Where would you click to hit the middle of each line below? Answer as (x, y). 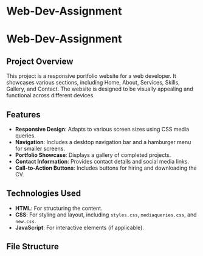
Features (23, 115)
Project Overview (40, 61)
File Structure (33, 247)
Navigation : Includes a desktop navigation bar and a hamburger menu (103, 142)
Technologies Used (43, 194)
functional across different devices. (51, 95)
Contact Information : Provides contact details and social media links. (102, 161)
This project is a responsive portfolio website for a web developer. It (91, 76)
